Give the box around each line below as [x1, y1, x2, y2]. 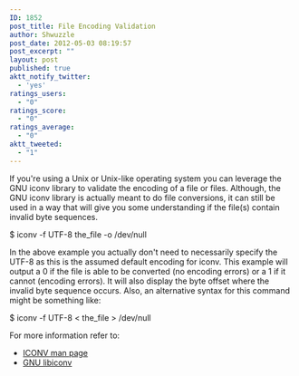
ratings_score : [9, 106, 67, 115]
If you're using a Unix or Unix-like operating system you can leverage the [9, 173, 283, 184]
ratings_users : [9, 89, 67, 98]
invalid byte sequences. [9, 211, 98, 222]
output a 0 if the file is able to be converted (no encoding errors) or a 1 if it [9, 265, 286, 276]
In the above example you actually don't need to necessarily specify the [9, 246, 278, 257]
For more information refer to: [9, 330, 121, 341]
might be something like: [9, 294, 101, 305]
